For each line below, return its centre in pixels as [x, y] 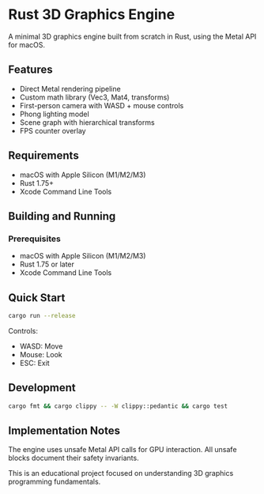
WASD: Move [41, 346]
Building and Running [62, 216]
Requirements [43, 156]
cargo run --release [42, 316]
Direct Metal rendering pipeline [70, 89]
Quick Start [37, 298]
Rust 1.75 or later [47, 264]
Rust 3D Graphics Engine [92, 15]
